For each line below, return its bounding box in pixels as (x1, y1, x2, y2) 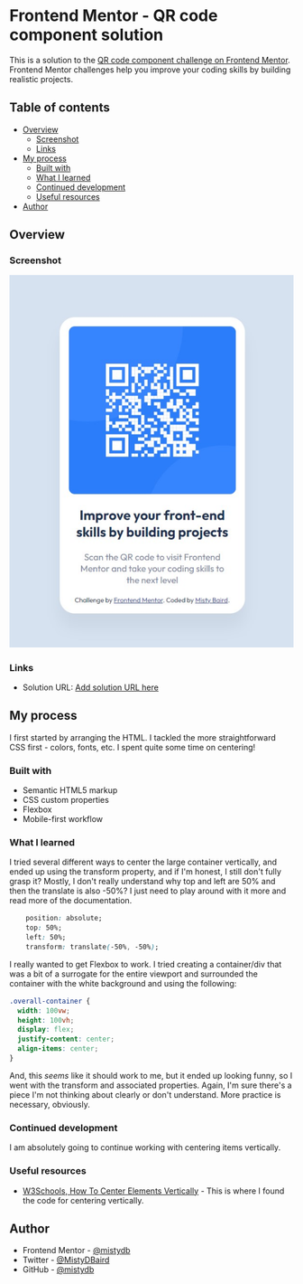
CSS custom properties (22, 795, 110, 805)
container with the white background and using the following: (9, 977, 237, 988)
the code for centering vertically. (22, 1194, 144, 1205)
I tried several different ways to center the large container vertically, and (9, 856, 278, 868)
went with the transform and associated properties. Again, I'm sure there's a (9, 1080, 292, 1090)
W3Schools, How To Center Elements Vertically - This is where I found (22, 1185, 285, 1196)
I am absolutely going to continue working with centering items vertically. (9, 1142, 281, 1153)
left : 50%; (25, 933, 67, 942)
